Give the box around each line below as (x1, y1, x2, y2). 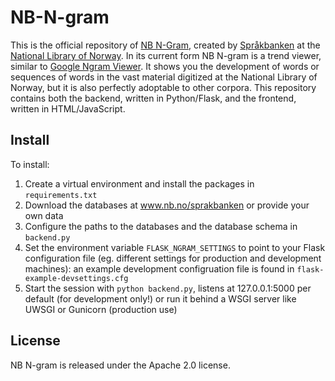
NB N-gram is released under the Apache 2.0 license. (10, 359, 231, 371)
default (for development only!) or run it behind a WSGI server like (24, 292, 297, 305)
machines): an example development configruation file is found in (24, 262, 295, 275)
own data (24, 209, 64, 221)
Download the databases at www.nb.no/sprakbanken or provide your (24, 199, 310, 211)
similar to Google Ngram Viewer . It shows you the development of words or (10, 60, 320, 72)
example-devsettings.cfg (24, 273, 129, 283)
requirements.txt (24, 190, 98, 200)
